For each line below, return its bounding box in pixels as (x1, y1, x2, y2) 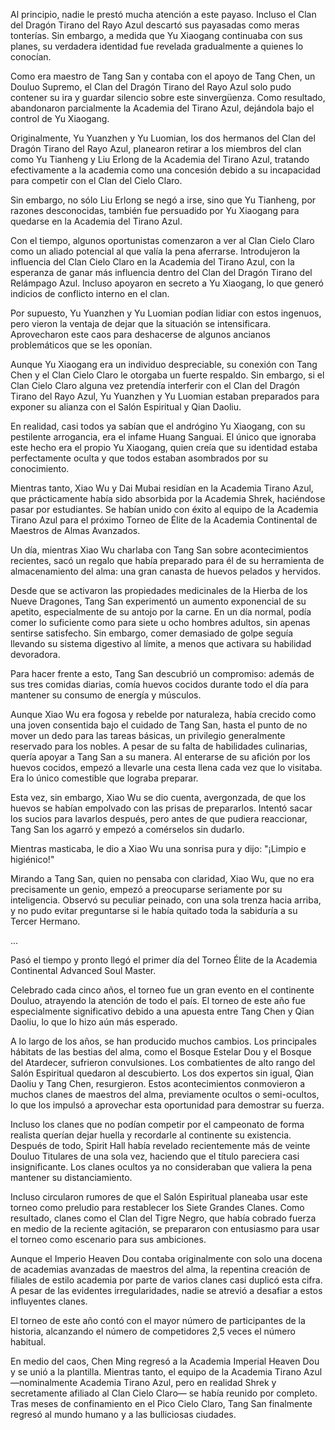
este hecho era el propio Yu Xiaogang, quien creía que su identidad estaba (10, 442, 318, 453)
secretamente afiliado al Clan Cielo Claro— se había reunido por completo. (10, 1387, 318, 1399)
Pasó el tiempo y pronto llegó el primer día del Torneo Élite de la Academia (10, 954, 318, 966)
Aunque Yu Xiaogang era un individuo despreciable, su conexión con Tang (10, 359, 318, 370)
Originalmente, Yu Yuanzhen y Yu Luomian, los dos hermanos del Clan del (10, 132, 316, 144)
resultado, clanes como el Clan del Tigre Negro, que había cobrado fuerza (10, 1212, 317, 1224)
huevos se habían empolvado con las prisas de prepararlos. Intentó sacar (10, 802, 313, 814)
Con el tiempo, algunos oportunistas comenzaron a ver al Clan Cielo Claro (10, 235, 315, 246)
